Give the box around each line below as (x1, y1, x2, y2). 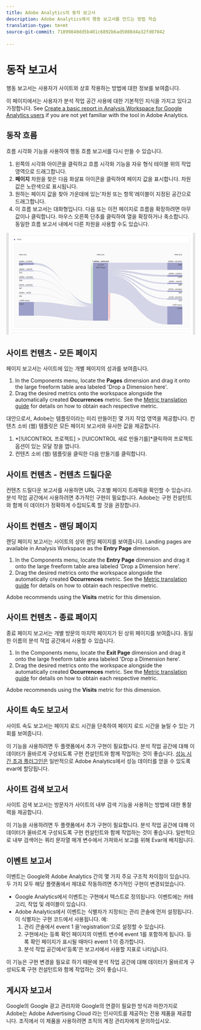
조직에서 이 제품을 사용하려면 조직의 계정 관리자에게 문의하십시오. (19, 1017, 171, 1024)
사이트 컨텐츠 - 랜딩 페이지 (6, 521, 98, 531)
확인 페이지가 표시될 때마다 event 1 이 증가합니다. (30, 938, 146, 945)
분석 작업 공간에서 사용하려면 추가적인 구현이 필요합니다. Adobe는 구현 (6, 494, 172, 501)
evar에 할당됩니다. (6, 765, 50, 772)
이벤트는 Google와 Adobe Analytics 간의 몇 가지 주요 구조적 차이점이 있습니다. (6, 873, 191, 880)
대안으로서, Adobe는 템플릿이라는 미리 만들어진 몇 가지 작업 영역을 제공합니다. (6, 415, 189, 422)
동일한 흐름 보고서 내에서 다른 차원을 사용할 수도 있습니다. (14, 220, 150, 228)
